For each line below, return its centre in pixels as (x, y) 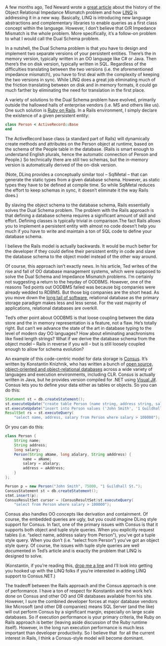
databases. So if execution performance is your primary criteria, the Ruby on (83, 617)
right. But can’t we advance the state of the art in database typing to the (78, 328)
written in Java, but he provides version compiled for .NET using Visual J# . (81, 379)
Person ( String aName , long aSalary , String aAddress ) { (73, 454)
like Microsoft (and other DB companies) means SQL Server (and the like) (80, 606)
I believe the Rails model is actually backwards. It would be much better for (82, 246)
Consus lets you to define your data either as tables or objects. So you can (81, 385)
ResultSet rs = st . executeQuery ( (40, 413)
